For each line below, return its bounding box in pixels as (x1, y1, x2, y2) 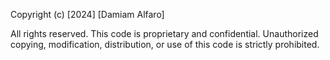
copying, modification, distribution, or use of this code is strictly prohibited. (10, 39, 320, 50)
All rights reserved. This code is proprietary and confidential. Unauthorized (10, 28, 319, 39)
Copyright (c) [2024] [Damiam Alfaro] (10, 9, 165, 20)
